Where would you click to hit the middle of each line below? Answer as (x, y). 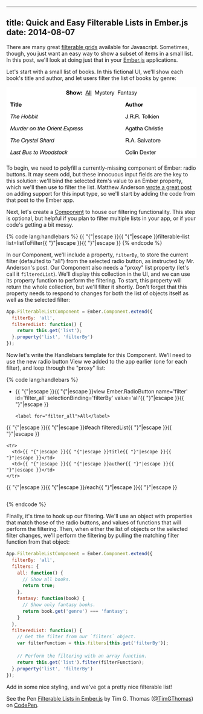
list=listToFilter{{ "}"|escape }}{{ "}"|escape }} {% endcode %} (84, 242)
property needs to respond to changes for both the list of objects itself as (98, 293)
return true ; (39, 586)
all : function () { (40, 573)
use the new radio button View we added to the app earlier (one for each (97, 362)
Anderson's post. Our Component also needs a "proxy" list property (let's (98, 267)
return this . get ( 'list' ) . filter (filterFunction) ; (81, 662)
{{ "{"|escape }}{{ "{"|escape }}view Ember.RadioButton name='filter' (101, 392)
